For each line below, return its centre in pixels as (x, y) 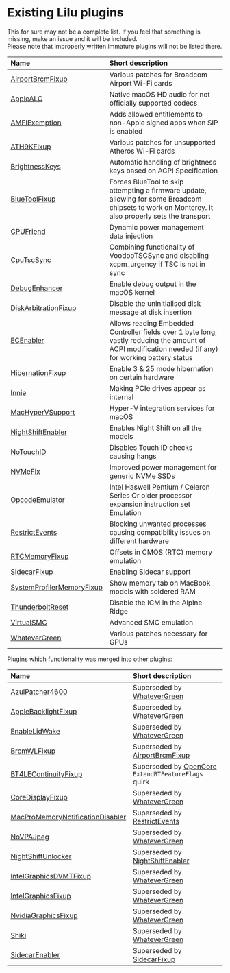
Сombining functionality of (152, 247)
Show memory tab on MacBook (160, 583)
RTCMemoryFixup (40, 556)
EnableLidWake (35, 731)
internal (122, 397)
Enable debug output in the (153, 284)
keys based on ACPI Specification (163, 171)
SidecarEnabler (35, 954)
